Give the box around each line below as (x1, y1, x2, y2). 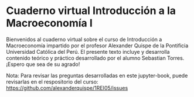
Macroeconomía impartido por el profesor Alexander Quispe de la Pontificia (6, 42, 189, 49)
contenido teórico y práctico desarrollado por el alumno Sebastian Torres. (6, 54, 185, 61)
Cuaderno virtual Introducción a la (6, 4, 176, 18)
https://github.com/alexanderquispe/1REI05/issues (6, 84, 128, 91)
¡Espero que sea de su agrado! (6, 60, 80, 68)
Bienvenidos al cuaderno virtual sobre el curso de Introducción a (6, 36, 162, 43)
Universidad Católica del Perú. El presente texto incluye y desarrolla (6, 48, 170, 55)
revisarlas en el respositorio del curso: (6, 78, 98, 85)
